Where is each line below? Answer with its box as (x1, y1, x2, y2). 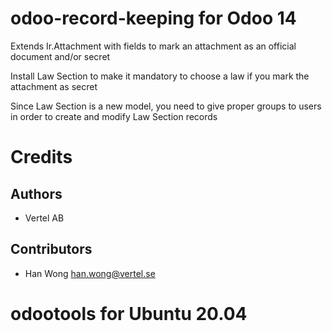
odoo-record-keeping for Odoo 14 (10, 7, 297, 30)
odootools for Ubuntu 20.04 (10, 302, 248, 325)
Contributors (10, 241, 93, 258)
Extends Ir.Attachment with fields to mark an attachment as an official (10, 40, 297, 52)
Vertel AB (24, 212, 65, 224)
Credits (10, 146, 73, 169)
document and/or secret (10, 50, 111, 62)
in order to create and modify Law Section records (10, 110, 218, 122)
